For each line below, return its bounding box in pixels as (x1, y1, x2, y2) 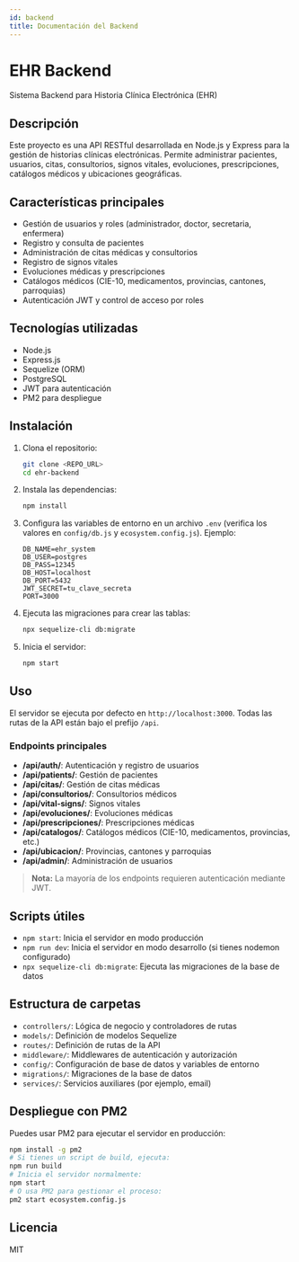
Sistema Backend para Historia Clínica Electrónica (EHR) (9, 90, 218, 101)
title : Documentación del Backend (9, 22, 139, 31)
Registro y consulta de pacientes (22, 237, 145, 248)
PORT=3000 (22, 592, 60, 601)
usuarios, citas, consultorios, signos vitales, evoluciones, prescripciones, (9, 159, 280, 170)
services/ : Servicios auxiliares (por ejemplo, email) (22, 1078, 212, 1089)
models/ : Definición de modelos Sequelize (22, 1030, 178, 1041)
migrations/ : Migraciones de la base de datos (22, 1068, 193, 1079)
